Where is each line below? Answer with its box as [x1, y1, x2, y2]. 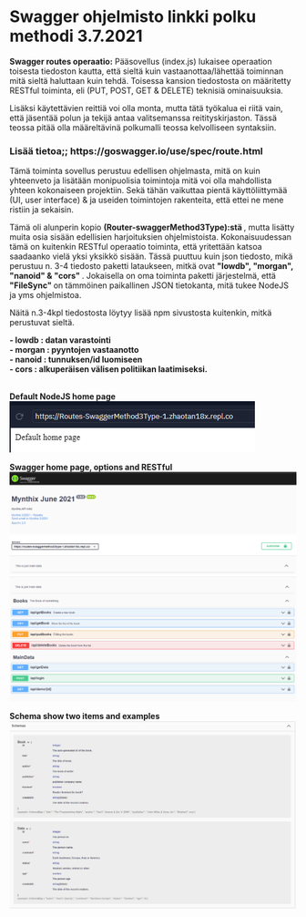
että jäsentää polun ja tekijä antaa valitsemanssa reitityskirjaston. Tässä [9, 112, 278, 123]
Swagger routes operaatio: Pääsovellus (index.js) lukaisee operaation [9, 56, 273, 67]
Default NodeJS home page [9, 391, 117, 402]
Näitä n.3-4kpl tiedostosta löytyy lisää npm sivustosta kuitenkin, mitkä [9, 307, 272, 318]
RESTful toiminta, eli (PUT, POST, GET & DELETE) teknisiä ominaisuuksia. [9, 85, 284, 96]
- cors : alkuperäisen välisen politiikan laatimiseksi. [9, 364, 208, 375]
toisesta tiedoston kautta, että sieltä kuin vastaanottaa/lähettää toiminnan [9, 66, 284, 77]
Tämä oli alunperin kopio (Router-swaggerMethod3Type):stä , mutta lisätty [9, 222, 295, 233]
